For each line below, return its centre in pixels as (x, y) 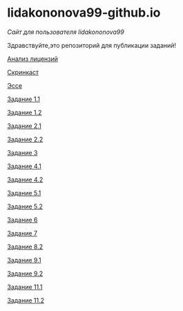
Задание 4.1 (24, 166)
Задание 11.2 (26, 300)
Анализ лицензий (33, 59)
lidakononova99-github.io (84, 13)
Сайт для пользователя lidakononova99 (66, 32)
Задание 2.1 (24, 125)
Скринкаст (23, 72)
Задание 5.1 (24, 193)
